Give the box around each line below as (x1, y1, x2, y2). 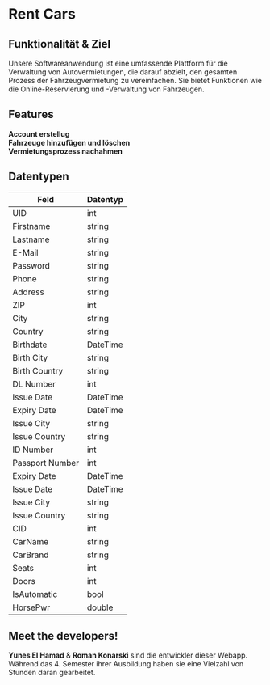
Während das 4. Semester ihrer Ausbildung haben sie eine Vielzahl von (8, 659, 244, 669)
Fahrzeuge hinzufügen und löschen (8, 137, 131, 147)
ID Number (12, 444, 54, 455)
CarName (12, 535, 49, 547)
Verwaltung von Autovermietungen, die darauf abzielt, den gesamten (8, 67, 238, 77)
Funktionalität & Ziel (8, 37, 111, 51)
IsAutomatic (12, 588, 58, 599)
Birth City (12, 352, 48, 363)
